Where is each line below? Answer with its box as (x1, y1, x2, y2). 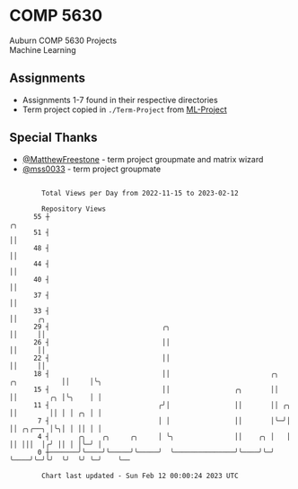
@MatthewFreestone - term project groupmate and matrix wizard (22, 153, 264, 164)
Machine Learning (9, 44, 76, 55)
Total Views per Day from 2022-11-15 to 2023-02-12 (41, 188, 240, 197)
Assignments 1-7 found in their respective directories (22, 94, 218, 105)
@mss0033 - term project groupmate (22, 163, 162, 174)
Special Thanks (9, 130, 98, 145)
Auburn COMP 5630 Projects (9, 35, 118, 46)
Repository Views (41, 204, 106, 214)
